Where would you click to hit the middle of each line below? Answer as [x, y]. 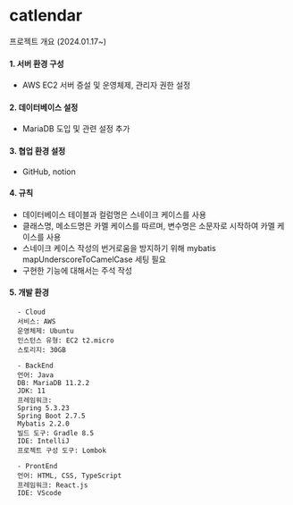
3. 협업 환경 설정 [38, 151]
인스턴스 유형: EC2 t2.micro [66, 341]
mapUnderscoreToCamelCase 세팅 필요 [94, 259]
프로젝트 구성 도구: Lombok [62, 450]
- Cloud [32, 312]
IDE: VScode [40, 492]
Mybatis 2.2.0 [43, 424]
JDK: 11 [32, 391]
